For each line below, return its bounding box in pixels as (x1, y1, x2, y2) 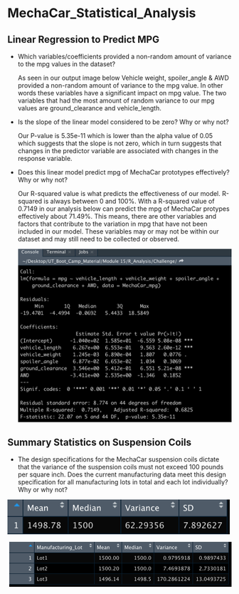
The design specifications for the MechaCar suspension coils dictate (17, 455, 220, 464)
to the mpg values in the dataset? (17, 60, 116, 68)
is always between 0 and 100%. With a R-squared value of (43, 197, 215, 205)
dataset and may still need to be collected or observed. (17, 235, 180, 243)
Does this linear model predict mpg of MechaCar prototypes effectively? (17, 168, 230, 176)
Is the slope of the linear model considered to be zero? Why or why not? (17, 118, 229, 126)
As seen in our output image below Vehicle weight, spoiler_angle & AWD (17, 73, 229, 82)
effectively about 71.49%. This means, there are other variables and (17, 212, 217, 220)
